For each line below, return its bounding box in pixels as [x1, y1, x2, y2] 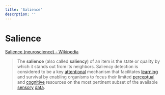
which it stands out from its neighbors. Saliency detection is [17, 64, 138, 70]
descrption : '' [5, 12, 36, 17]
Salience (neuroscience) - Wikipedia [5, 49, 79, 55]
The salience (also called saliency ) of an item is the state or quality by [17, 58, 160, 64]
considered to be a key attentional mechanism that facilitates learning [17, 69, 158, 75]
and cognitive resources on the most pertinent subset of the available [17, 79, 158, 85]
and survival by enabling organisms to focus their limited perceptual [17, 74, 155, 80]
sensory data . [17, 84, 45, 91]
